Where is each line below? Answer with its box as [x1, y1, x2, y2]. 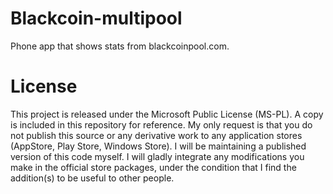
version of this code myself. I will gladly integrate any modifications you [10, 150, 305, 162]
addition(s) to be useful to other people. [10, 172, 175, 184]
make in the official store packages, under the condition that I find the [10, 161, 297, 173]
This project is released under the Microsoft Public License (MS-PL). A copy [10, 108, 324, 120]
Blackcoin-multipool [10, 7, 183, 30]
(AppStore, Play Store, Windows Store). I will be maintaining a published [10, 140, 307, 152]
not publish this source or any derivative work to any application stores [10, 129, 303, 141]
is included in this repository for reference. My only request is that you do [10, 118, 313, 131]
